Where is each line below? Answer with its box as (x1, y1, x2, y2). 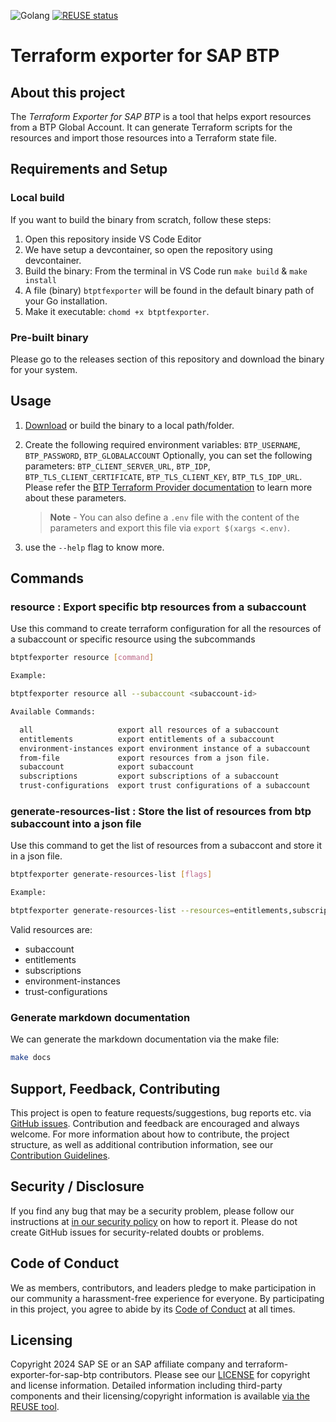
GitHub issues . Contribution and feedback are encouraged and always (10, 1118, 300, 1130)
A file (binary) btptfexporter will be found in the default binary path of (24, 284, 315, 296)
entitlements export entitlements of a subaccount (19, 734, 275, 744)
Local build (10, 191, 65, 205)
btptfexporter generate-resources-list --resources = (10, 906, 235, 916)
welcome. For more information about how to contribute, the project (10, 1128, 290, 1140)
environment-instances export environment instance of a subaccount (19, 743, 311, 754)
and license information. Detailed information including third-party (10, 1380, 283, 1392)
